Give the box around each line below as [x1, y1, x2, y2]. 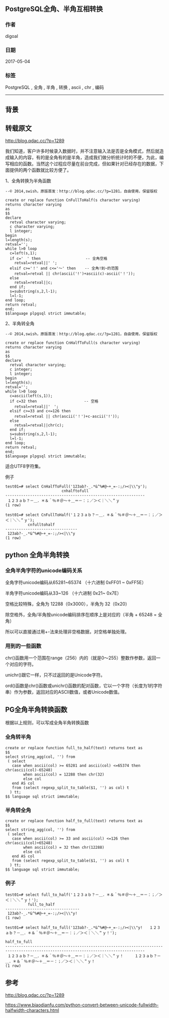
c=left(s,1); [10, 251, 37, 256]
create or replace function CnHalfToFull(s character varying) [5, 341, 141, 346]
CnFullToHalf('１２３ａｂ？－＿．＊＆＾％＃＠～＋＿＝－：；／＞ [41, 512, 163, 518]
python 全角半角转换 [5, 550, 69, 559]
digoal [5, 33, 19, 39]
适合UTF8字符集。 [5, 463, 44, 469]
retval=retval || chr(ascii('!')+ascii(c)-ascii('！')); [14, 271, 135, 276]
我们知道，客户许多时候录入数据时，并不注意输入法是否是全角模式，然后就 [5, 148, 159, 154]
